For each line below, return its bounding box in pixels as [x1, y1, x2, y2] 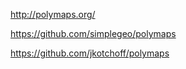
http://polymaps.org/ [10, 9, 96, 20]
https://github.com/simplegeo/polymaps [10, 28, 177, 39]
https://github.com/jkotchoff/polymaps [10, 47, 170, 59]
